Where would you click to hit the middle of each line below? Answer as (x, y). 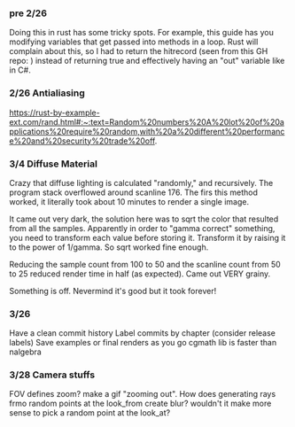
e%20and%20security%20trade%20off (82, 141)
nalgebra (25, 352)
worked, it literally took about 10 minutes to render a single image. (129, 201)
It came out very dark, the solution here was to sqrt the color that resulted (144, 219)
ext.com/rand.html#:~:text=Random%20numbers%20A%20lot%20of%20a (147, 121)
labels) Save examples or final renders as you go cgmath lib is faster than (143, 343)
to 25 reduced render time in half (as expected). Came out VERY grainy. (140, 274)
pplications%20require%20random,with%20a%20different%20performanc (147, 131)
